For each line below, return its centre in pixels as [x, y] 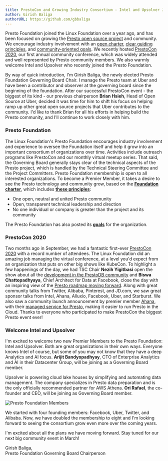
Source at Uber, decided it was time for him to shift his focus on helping [79, 101]
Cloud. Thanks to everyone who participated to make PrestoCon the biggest [83, 312]
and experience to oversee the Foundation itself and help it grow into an [79, 146]
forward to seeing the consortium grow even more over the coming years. [81, 423]
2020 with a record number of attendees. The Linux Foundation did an [77, 253]
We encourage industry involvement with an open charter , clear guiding [79, 44]
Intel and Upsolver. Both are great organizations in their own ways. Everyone [84, 346]
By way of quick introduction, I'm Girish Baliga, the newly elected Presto [79, 75]
